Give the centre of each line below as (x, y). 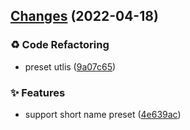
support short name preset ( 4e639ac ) (103, 114)
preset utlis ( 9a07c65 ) (70, 66)
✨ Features (38, 92)
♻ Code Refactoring (60, 45)
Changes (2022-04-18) (84, 16)
